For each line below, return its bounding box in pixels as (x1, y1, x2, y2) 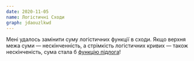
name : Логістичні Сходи (6, 14, 65, 20)
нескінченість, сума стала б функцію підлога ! (6, 49, 121, 56)
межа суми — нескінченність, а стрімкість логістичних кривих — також (6, 42, 188, 49)
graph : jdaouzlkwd (6, 20, 51, 25)
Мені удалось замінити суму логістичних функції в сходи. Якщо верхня (6, 36, 186, 43)
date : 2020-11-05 (6, 8, 49, 15)
